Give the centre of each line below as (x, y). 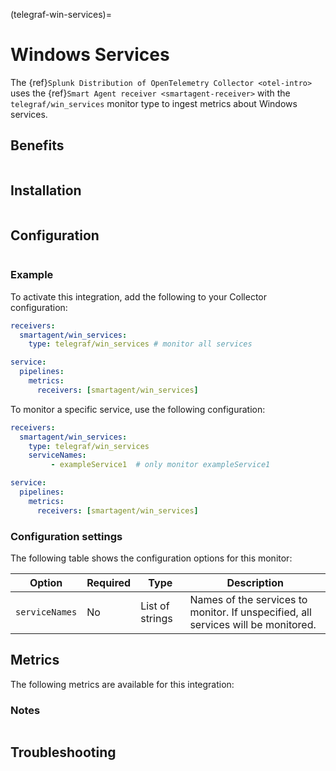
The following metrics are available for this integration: (122, 684)
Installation (46, 190)
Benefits (37, 145)
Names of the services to (248, 599)
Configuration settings (66, 536)
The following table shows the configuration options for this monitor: (151, 558)
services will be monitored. (253, 624)
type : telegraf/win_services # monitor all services (140, 344)
